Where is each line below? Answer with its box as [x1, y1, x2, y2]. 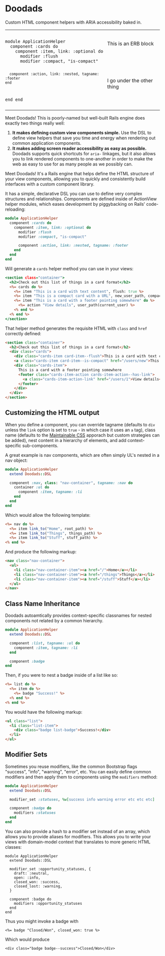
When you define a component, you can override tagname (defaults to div [5, 421, 156, 427]
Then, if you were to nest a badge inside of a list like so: [5, 672, 118, 678]
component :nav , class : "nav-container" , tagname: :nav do [9, 480, 133, 485]
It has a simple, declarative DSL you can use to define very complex [5, 191, 142, 197]
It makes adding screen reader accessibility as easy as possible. [12, 146, 147, 152]
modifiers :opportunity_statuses [14, 901, 82, 906]
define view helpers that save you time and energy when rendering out [12, 135, 156, 141]
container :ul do [14, 485, 50, 490]
